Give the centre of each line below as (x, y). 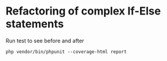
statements (35, 24)
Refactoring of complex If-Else (83, 11)
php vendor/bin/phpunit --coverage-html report (66, 52)
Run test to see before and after (45, 40)
